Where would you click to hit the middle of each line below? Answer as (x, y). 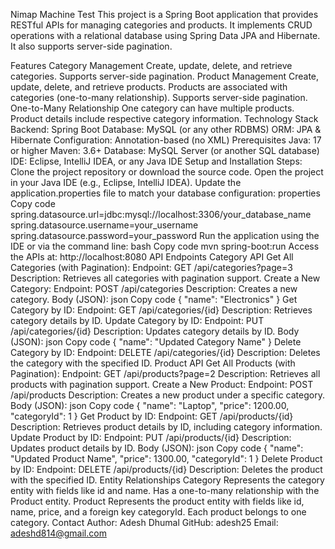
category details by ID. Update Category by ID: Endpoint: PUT (137, 320)
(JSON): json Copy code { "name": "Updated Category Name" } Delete (156, 342)
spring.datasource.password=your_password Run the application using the (165, 235)
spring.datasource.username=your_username (104, 225)
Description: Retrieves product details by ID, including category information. (166, 427)
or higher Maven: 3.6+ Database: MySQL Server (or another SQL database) (165, 150)
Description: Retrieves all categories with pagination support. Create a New (165, 278)
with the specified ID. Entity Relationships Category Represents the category (167, 480)
